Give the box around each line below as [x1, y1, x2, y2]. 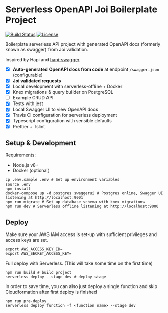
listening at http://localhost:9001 [5, 195, 83, 200]
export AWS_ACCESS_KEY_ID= [5, 247, 63, 252]
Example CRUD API [12, 95, 54, 101]
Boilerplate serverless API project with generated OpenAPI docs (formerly [5, 41, 161, 47]
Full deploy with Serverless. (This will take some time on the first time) [5, 260, 153, 266]
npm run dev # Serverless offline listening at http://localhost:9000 [5, 204, 159, 210]
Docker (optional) [12, 167, 50, 174]
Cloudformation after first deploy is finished [5, 289, 97, 295]
